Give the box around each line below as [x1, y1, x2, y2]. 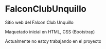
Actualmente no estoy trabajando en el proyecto [5, 38, 102, 44]
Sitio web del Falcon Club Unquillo [5, 19, 74, 25]
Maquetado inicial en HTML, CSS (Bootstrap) [5, 29, 95, 34]
